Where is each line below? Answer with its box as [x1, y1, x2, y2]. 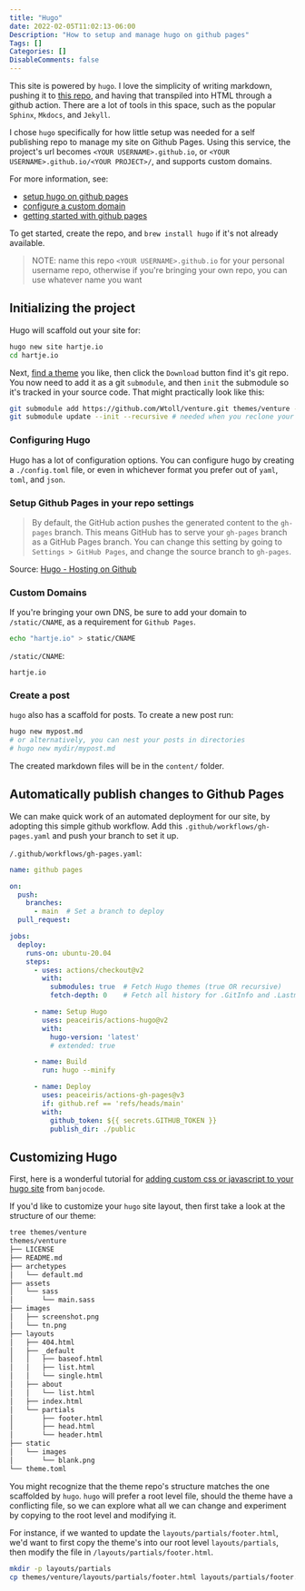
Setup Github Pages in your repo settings [9, 496, 194, 509]
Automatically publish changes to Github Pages [9, 787, 284, 802]
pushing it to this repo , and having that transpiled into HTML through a [9, 90, 272, 101]
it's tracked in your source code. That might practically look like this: [9, 387, 265, 398]
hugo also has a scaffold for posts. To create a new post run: [9, 710, 234, 721]
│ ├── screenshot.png [9, 1312, 100, 1321]
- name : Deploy [33, 1082, 92, 1092]
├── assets [9, 1279, 51, 1288]
